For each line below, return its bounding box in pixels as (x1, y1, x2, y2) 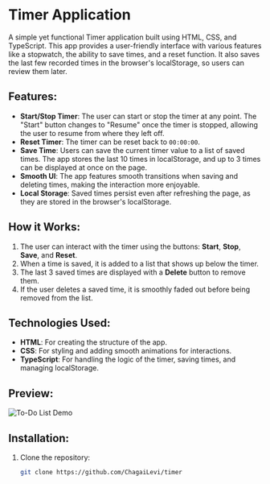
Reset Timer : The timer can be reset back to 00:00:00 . (19, 137, 201, 147)
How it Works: (8, 220, 80, 234)
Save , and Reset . (19, 250, 78, 259)
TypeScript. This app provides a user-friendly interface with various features (8, 40, 262, 50)
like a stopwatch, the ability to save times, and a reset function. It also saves (8, 49, 260, 59)
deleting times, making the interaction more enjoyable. (19, 180, 201, 189)
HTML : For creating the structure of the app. (19, 337, 167, 347)
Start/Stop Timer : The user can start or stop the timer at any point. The (19, 111, 257, 121)
